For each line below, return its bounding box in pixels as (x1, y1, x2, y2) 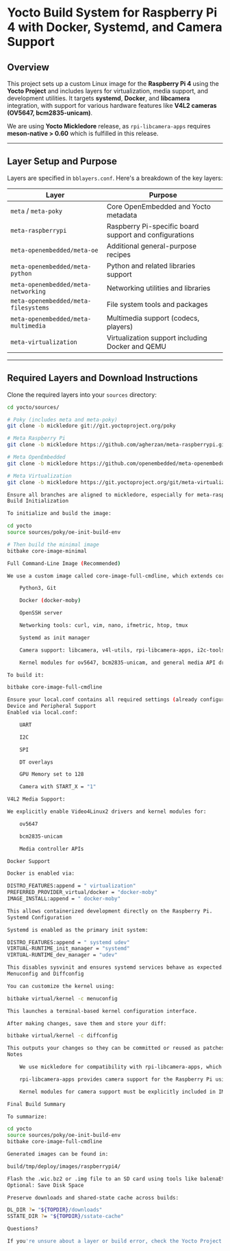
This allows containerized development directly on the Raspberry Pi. (7, 908, 213, 915)
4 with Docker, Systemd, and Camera (7, 19, 222, 35)
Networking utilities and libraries (106, 283, 211, 292)
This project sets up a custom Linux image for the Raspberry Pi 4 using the (7, 80, 219, 87)
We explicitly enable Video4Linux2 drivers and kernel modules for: (7, 808, 207, 815)
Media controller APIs (19, 845, 84, 852)
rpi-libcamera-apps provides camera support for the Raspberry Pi (19, 1076, 213, 1083)
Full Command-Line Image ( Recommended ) (7, 560, 121, 567)
